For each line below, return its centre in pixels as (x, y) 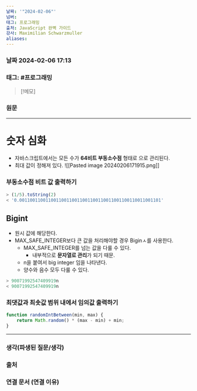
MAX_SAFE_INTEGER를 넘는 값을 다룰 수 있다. (77, 248)
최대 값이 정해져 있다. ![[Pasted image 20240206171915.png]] (87, 165)
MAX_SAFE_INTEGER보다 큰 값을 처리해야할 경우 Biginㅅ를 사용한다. (94, 240)
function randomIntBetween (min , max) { (55, 315)
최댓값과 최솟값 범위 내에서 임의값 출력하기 (62, 302)
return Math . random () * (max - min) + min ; (71, 321)
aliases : (17, 39)
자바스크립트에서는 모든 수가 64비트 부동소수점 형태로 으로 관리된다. (92, 158)
